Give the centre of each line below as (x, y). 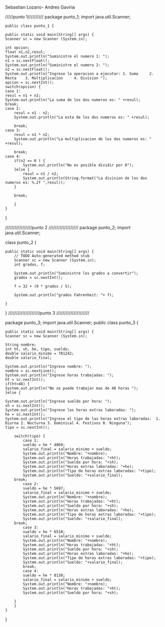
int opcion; (17, 48)
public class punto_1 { (30, 26)
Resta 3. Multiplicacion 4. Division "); (56, 78)
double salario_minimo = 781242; (40, 354)
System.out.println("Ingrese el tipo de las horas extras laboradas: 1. (83, 419)
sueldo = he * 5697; (44, 488)
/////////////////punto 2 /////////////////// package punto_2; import (68, 227)
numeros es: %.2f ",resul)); (35, 182)
